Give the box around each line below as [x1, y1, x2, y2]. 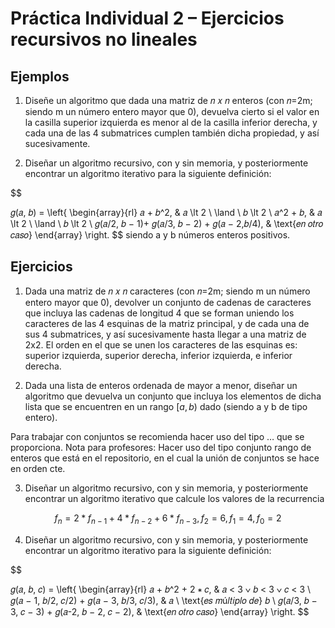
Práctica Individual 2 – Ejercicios [10, 7, 285, 30]
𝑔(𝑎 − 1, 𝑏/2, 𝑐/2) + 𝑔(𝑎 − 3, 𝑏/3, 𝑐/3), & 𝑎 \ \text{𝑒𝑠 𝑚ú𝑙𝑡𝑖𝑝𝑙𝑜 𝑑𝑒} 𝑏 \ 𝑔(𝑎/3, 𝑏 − [10, 594, 318, 606]
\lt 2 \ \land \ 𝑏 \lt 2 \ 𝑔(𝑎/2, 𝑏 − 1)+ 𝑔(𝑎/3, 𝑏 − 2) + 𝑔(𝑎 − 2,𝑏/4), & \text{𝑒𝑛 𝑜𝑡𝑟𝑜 [10, 218, 324, 229]
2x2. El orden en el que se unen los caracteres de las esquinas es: [24, 338, 298, 351]
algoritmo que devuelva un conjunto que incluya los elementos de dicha [24, 390, 322, 402]
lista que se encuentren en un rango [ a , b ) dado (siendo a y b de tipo [24, 400, 308, 412]
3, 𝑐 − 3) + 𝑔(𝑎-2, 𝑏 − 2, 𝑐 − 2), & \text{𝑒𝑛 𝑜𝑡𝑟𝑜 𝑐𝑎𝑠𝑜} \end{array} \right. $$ [10, 605, 310, 617]
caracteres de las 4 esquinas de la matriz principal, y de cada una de [24, 317, 310, 329]
